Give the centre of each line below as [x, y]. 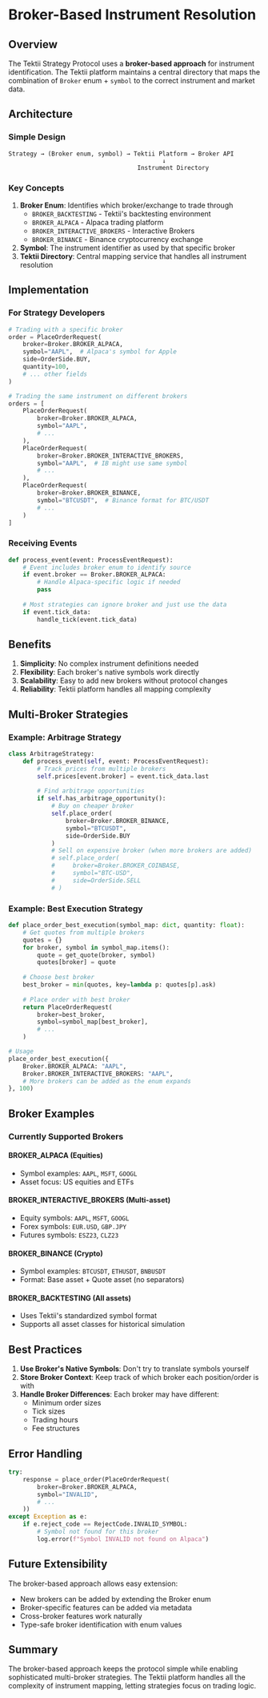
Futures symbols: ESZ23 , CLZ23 [69, 1235]
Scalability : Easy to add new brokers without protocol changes [124, 681]
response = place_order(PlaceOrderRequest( [96, 1479]
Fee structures [56, 1429]
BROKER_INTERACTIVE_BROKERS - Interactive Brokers [113, 231]
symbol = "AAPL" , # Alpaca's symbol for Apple [100, 352]
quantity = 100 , [46, 367]
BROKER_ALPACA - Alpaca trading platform [98, 222]
